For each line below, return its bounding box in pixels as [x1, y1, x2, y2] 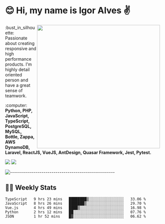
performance [5, 56, 32, 62]
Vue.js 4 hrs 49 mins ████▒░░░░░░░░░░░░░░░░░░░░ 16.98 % [5, 205, 146, 210]
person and [5, 77, 28, 83]
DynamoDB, [5, 144, 30, 150]
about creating [5, 40, 35, 46]
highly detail [5, 66, 30, 73]
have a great [5, 82, 30, 88]
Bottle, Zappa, [5, 134, 35, 140]
